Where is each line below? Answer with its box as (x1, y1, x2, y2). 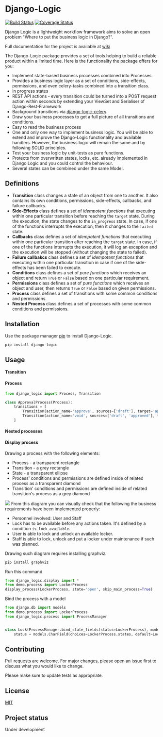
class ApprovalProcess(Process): (5, 400, 73, 405)
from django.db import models (5, 605, 66, 610)
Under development (5, 726, 45, 732)
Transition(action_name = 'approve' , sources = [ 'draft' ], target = (22, 409, 153, 414)
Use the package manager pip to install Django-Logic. (5, 333, 113, 338)
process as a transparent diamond (12, 480, 81, 486)
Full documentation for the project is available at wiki (5, 43, 111, 49)
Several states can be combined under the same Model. (12, 165, 124, 171)
